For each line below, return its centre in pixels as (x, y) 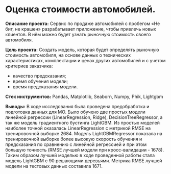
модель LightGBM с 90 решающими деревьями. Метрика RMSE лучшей (84, 160)
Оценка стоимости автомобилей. (80, 9)
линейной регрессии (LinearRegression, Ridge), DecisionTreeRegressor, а (84, 117)
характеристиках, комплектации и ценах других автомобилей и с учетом (86, 60)
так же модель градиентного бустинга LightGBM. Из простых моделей (82, 122)
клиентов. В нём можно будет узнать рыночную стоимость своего (78, 34)
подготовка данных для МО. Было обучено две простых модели (75, 112)
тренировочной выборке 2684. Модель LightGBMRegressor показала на (84, 133)
